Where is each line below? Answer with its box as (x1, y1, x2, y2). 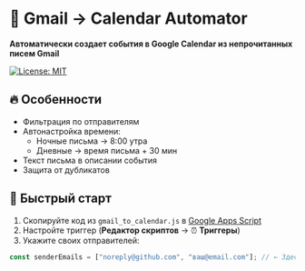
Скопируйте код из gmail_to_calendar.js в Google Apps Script (22, 215, 261, 226)
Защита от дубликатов (22, 164, 111, 176)
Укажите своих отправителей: (22, 235, 140, 246)
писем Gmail (9, 47, 60, 58)
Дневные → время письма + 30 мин (35, 145, 178, 156)
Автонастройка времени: (22, 125, 121, 136)
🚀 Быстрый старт (9, 191, 112, 206)
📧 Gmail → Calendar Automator (9, 8, 248, 29)
